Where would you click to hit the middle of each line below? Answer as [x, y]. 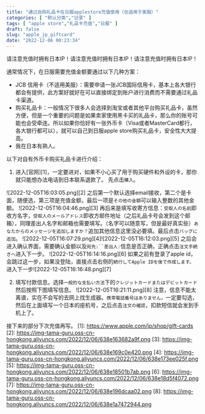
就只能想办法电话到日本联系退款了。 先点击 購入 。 [77, 179]
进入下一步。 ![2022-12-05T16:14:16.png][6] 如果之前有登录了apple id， [106, 254]
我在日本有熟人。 [37, 146]
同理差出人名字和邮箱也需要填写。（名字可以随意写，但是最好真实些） [106, 223]
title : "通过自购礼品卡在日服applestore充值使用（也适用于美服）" [83, 12]
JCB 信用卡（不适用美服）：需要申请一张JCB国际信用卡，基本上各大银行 [106, 85]
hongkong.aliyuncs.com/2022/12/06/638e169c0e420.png [79, 352]
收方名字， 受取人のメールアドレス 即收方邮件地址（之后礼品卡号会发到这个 [96, 216]
